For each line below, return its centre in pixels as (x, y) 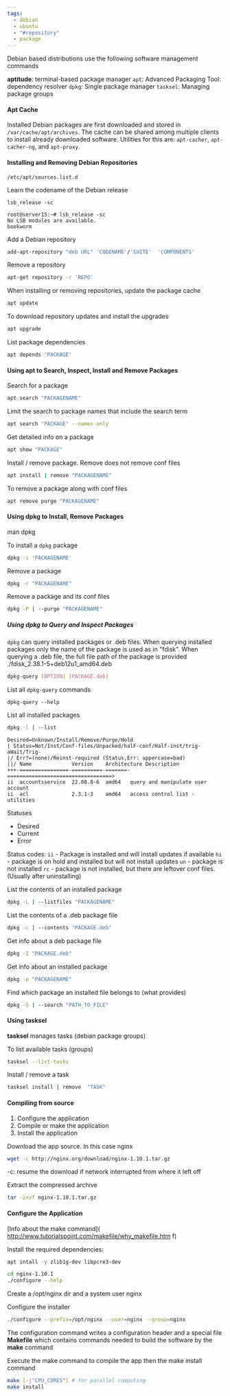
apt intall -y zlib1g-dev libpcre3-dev (64, 1262)
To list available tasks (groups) (50, 1049)
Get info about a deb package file (54, 941)
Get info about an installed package (57, 966)
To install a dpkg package (42, 545)
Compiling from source (41, 1103)
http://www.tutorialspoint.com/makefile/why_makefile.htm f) (92, 1236)
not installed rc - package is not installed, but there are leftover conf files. (111, 869)
